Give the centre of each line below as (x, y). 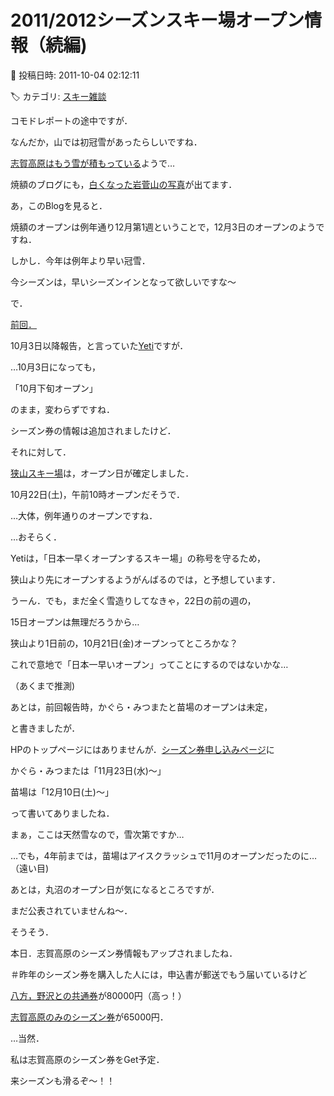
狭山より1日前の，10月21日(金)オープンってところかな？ (124, 643)
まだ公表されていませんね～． (71, 910)
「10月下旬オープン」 (54, 388)
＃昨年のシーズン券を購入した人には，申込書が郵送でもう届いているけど (159, 974)
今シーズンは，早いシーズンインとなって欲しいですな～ (123, 282)
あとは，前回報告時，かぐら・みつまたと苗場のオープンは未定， (141, 707)
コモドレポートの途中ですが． (71, 120)
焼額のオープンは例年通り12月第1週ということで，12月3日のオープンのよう (163, 227)
